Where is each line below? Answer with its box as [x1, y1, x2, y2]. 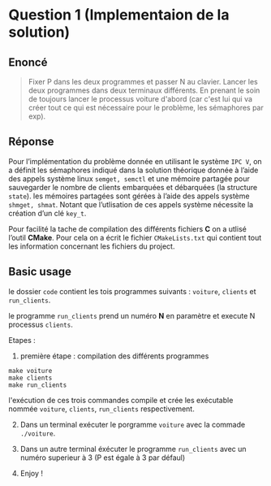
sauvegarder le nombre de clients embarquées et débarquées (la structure [8, 182, 258, 192]
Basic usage [8, 265, 71, 279]
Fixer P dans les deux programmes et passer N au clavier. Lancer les [28, 77, 258, 86]
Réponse [8, 135, 54, 149]
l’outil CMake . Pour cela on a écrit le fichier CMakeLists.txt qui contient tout [8, 232, 262, 242]
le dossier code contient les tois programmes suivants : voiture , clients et [8, 286, 256, 296]
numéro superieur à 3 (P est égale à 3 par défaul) [19, 453, 186, 462]
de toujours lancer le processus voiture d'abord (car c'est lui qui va [28, 94, 253, 103]
